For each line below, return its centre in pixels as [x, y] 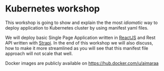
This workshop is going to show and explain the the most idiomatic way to [81, 22]
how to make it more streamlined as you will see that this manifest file [77, 48]
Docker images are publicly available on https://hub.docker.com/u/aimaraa [82, 63]
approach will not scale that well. [39, 53]
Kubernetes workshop [52, 9]
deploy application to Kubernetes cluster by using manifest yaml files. [77, 27]
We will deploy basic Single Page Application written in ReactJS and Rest [80, 37]
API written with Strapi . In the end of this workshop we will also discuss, [79, 42]
